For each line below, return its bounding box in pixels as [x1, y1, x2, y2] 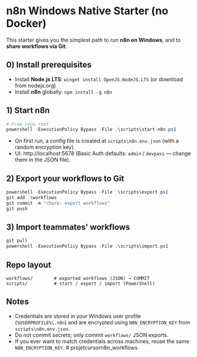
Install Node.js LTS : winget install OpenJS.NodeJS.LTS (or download [14, 75, 183, 82]
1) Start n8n [6, 106, 50, 116]
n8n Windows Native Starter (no [6, 4, 169, 18]
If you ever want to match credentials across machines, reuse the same [14, 337, 190, 345]
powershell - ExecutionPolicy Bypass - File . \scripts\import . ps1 [6, 243, 169, 250]
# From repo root [6, 121, 49, 127]
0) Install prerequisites [6, 60, 92, 70]
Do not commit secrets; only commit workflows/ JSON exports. [14, 331, 169, 339]
